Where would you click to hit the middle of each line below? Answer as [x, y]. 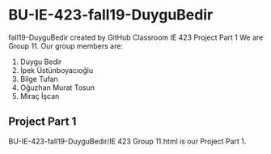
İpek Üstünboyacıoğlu [57, 70]
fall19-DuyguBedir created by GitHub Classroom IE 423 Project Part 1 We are [136, 37]
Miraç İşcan [40, 96]
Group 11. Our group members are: [66, 45]
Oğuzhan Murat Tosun [57, 88]
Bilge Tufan [39, 79]
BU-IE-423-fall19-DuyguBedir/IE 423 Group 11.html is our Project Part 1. [127, 141]
